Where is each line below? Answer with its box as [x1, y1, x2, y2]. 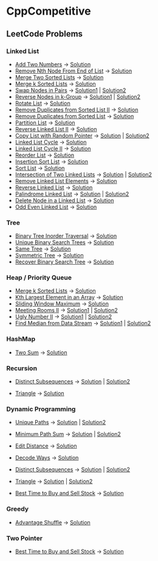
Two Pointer [6, 534, 43, 542]
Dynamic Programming [6, 404, 76, 413]
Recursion [6, 364, 38, 373]
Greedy [6, 505, 29, 513]
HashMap [6, 335, 36, 343]
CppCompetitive [6, 4, 91, 18]
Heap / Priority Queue [6, 273, 72, 282]
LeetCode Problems [6, 29, 83, 39]
